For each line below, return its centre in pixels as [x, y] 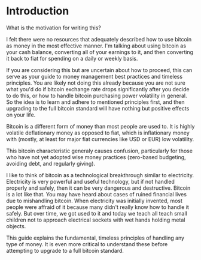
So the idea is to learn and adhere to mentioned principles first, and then [95, 102]
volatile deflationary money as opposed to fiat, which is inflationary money [98, 133]
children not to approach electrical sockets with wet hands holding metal [96, 220]
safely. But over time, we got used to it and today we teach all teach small [97, 213]
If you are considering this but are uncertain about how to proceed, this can [99, 70]
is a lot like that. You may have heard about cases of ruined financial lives [97, 194]
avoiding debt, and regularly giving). [51, 163]
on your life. [21, 115]
